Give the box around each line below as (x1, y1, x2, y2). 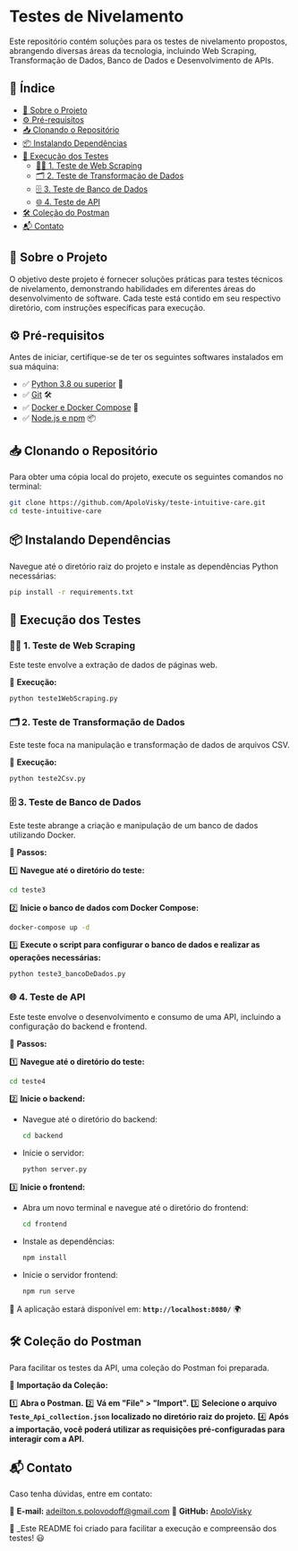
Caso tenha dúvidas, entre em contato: (9, 1488, 153, 1499)
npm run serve (21, 1287, 75, 1296)
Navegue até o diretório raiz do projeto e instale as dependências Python (9, 561, 279, 571)
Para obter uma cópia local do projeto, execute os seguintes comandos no (9, 472, 284, 483)
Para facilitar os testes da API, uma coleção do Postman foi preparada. (9, 1362, 270, 1373)
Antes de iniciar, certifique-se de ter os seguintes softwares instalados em (9, 352, 284, 363)
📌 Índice (9, 81, 55, 96)
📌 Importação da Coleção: (9, 1379, 109, 1390)
